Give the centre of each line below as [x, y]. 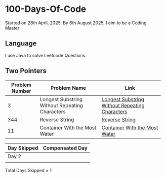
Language [21, 44]
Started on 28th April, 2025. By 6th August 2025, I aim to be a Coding [76, 23]
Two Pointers [26, 71]
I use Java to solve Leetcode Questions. [46, 55]
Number [21, 91]
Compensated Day [65, 148]
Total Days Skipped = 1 [28, 170]
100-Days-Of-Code [46, 9]
